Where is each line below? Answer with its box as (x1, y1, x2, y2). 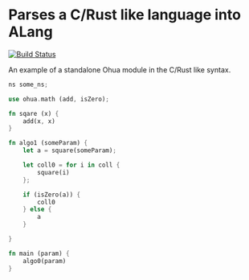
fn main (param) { (8, 249, 70, 257)
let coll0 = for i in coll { (22, 161, 120, 170)
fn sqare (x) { (8, 109, 59, 117)
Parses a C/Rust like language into (8, 6, 241, 24)
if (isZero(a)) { (22, 191, 81, 199)
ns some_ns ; (8, 80, 48, 89)
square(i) (37, 168, 70, 176)
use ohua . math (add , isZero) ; (8, 95, 110, 103)
